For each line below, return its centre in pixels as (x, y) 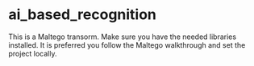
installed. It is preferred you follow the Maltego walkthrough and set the (127, 45)
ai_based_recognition (83, 15)
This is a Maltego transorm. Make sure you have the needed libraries (122, 37)
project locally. (33, 53)
